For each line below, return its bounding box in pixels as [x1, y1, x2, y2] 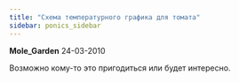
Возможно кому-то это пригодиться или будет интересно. [9, 63, 231, 73]
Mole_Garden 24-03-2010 [9, 45, 106, 56]
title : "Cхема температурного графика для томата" [9, 12, 201, 22]
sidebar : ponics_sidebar [9, 21, 101, 30]
